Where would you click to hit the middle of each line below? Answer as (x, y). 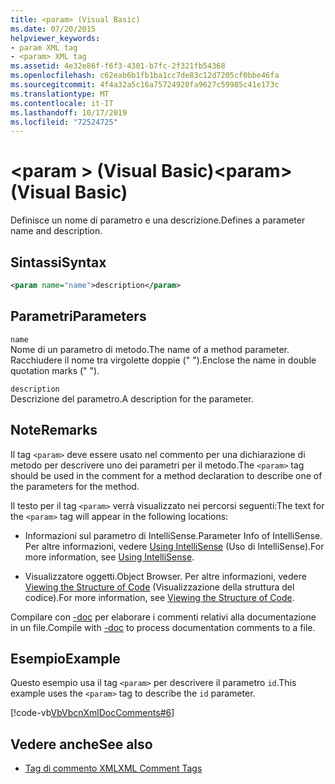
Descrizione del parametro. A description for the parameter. (132, 398)
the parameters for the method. (75, 486)
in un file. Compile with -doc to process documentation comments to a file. (163, 627)
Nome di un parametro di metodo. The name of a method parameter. (150, 349)
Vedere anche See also (81, 744)
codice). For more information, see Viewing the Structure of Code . (159, 597)
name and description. (56, 231)
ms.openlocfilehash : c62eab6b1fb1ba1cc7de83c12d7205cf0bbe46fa (145, 76)
